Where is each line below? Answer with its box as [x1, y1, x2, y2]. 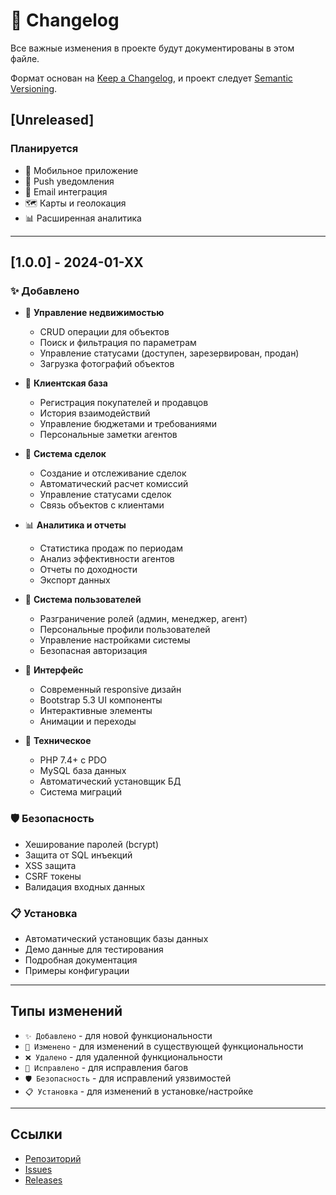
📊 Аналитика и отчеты [24, 519, 127, 531]
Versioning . [10, 82, 58, 94]
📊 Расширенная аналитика [24, 212, 142, 224]
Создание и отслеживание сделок [39, 467, 187, 479]
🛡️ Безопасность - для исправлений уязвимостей [24, 1072, 232, 1084]
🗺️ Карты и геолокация [24, 197, 127, 209]
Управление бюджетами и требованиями [39, 418, 218, 430]
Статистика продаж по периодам [39, 542, 183, 554]
